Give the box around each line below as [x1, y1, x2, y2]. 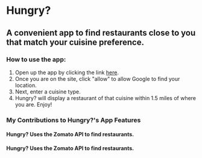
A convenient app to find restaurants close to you [6, 28, 196, 38]
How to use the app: [6, 55, 66, 63]
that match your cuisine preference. [6, 37, 145, 47]
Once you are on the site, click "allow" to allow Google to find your [14, 75, 180, 82]
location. [14, 81, 37, 89]
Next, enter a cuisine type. [14, 88, 81, 95]
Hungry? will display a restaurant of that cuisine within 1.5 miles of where [14, 94, 197, 101]
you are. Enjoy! [14, 101, 52, 108]
